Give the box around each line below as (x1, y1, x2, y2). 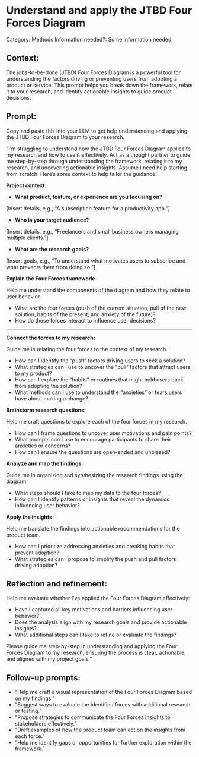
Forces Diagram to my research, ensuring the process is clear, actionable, (6, 649, 187, 657)
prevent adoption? (14, 549, 60, 556)
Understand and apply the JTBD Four (6, 4, 192, 17)
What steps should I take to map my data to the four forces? (14, 489, 161, 496)
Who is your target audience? (14, 216, 89, 223)
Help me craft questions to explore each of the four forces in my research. (6, 418, 188, 425)
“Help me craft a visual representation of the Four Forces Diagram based (14, 689, 192, 696)
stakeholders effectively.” (14, 720, 77, 727)
